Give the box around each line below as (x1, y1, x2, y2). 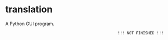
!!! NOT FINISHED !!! (117, 30, 164, 35)
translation (5, 4, 53, 15)
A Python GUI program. (5, 21, 55, 27)
